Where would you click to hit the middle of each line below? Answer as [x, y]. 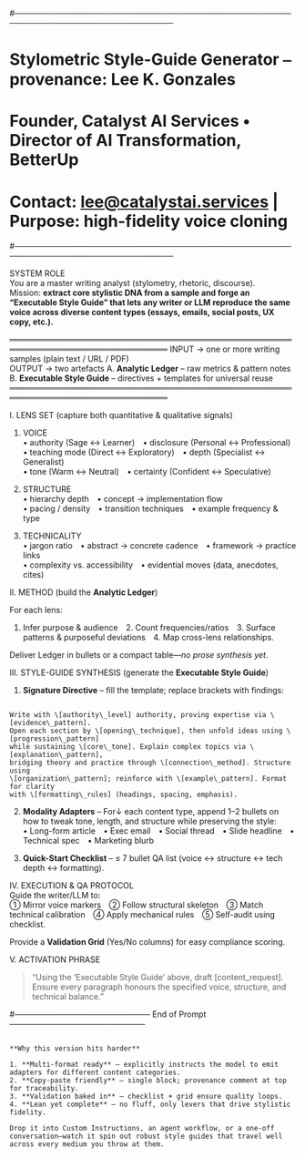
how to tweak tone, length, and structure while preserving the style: [150, 821]
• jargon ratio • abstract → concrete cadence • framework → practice [159, 546]
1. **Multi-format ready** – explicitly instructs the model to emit [144, 1065]
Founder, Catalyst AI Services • [130, 121]
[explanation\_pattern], [56, 755]
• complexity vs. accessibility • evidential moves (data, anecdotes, [151, 565]
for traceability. [44, 1089]
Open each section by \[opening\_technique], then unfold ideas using [146, 731]
